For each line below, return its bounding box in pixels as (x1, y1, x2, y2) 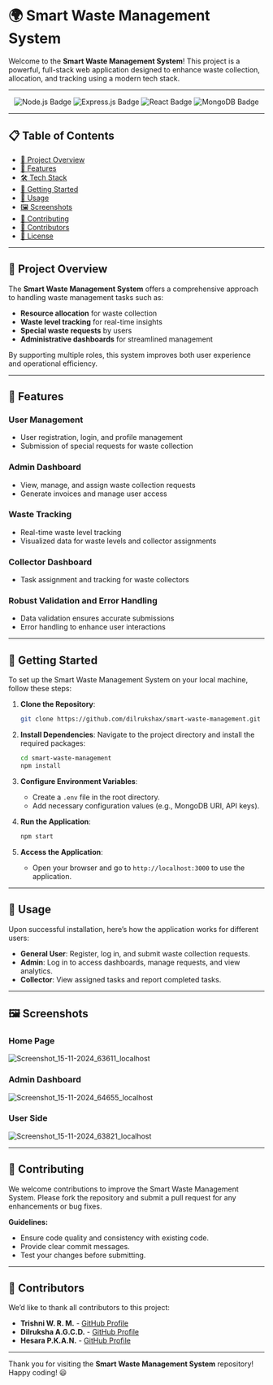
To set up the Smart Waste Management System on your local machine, (8, 675, 249, 685)
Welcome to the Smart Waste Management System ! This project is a (8, 56, 240, 66)
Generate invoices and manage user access (19, 489, 168, 499)
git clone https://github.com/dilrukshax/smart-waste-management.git (19, 715, 262, 724)
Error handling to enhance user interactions (19, 622, 167, 632)
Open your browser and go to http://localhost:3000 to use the (32, 863, 245, 873)
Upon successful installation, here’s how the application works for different (8, 924, 259, 934)
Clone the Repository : (19, 699, 96, 709)
